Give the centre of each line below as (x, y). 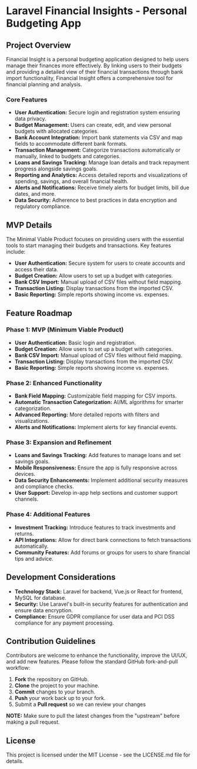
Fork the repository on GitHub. (52, 679)
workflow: (18, 668)
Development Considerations (61, 577)
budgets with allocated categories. (56, 132)
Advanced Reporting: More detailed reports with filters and (87, 415)
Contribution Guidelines (51, 641)
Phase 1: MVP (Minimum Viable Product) (65, 330)
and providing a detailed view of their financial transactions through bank (95, 72)
